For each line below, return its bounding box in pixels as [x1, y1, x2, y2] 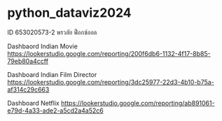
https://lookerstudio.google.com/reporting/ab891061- [60, 99, 215, 107]
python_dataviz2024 [7, 5, 132, 21]
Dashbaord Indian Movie [7, 42, 78, 50]
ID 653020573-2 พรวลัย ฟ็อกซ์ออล [7, 28, 97, 36]
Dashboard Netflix [7, 99, 60, 107]
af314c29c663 [7, 85, 50, 94]
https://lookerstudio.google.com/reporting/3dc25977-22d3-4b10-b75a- [7, 78, 215, 86]
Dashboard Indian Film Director [7, 70, 97, 78]
